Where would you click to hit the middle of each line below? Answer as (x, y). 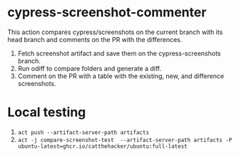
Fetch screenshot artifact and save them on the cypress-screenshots (119, 53)
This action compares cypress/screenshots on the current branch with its (115, 32)
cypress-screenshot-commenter (107, 12)
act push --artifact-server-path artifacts (83, 132)
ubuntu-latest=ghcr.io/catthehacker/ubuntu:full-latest (102, 146)
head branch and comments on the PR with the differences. (95, 39)
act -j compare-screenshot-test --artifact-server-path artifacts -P (125, 140)
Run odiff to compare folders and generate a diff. (90, 68)
